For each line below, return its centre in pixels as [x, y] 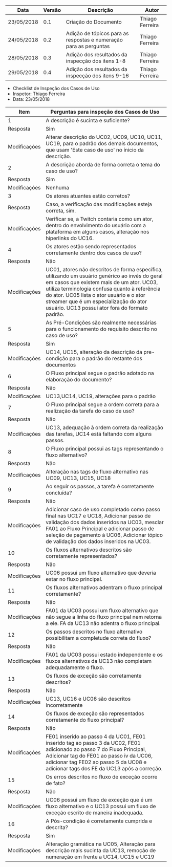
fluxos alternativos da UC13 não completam [99, 661]
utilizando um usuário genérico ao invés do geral [104, 276]
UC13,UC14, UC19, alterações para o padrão [101, 396]
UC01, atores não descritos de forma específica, [104, 269]
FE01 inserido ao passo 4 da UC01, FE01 [96, 736]
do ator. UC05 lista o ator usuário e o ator [96, 295]
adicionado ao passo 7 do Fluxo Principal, [96, 749]
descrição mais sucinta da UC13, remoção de [101, 850]
